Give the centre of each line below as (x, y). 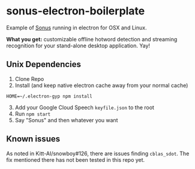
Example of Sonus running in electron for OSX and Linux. (76, 28)
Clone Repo (29, 79)
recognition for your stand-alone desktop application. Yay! (78, 46)
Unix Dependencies (43, 64)
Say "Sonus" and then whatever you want (66, 120)
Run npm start (33, 114)
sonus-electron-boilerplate (76, 11)
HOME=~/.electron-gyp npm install (49, 96)
